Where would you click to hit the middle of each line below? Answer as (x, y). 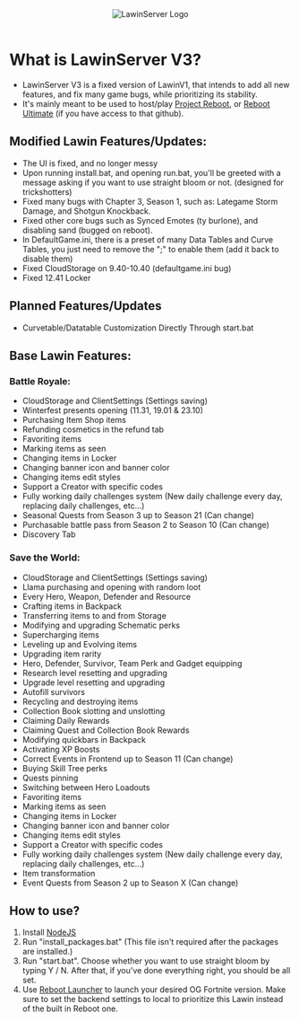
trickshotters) (47, 191)
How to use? (45, 911)
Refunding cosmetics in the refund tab (93, 429)
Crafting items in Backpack (72, 606)
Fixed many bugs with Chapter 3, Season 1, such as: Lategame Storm (150, 201)
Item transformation (59, 873)
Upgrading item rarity (62, 654)
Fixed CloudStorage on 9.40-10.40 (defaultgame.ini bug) (127, 268)
